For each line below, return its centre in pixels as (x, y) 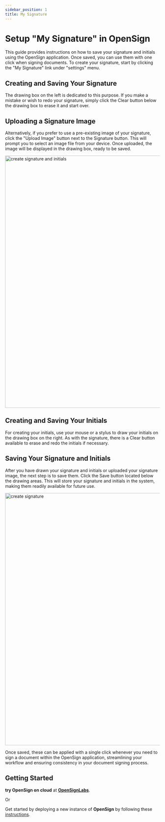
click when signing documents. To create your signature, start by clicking (79, 63)
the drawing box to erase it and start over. (47, 106)
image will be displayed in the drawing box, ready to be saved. (68, 149)
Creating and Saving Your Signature (61, 83)
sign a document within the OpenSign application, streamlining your (74, 757)
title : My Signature (26, 14)
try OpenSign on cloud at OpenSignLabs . (48, 790)
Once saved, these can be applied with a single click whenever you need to (82, 752)
